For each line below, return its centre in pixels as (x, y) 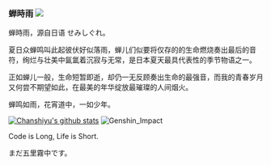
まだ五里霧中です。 (40, 153)
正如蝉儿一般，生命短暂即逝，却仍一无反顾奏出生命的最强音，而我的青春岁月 (136, 77)
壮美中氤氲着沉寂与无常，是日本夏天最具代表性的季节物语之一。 (150, 60)
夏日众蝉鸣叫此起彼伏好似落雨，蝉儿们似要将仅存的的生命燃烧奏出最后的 (129, 50)
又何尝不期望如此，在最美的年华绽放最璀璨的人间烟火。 (100, 87)
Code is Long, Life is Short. (53, 137)
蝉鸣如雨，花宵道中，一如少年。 (61, 104)
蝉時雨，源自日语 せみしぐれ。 (59, 33)
